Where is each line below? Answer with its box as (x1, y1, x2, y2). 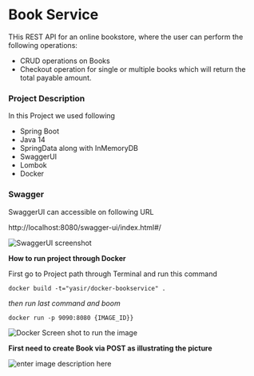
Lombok (19, 160, 48, 170)
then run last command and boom (8, 298, 121, 308)
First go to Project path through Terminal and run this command (8, 269, 218, 279)
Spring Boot (19, 126, 60, 137)
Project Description (8, 93, 85, 104)
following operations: (8, 40, 78, 49)
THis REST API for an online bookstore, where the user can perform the (8, 32, 244, 42)
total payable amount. (19, 73, 92, 82)
